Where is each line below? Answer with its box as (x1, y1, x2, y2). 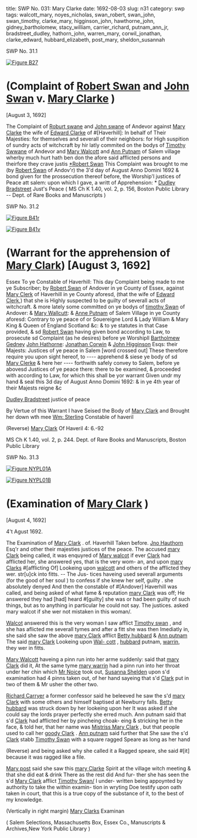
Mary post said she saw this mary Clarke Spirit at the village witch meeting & (6, 765, 191, 772)
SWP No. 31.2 (6, 203, 39, 210)
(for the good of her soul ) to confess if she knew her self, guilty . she (6, 576, 174, 584)
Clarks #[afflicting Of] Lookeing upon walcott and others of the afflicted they (6, 564, 191, 571)
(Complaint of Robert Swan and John (6, 79, 189, 93)
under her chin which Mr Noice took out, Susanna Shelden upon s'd (6, 668, 170, 675)
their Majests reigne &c (6, 384, 62, 391)
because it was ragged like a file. (6, 753, 86, 760)
